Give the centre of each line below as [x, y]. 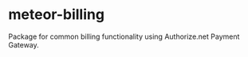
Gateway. [24, 44]
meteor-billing [57, 15]
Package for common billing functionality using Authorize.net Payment [124, 36]
